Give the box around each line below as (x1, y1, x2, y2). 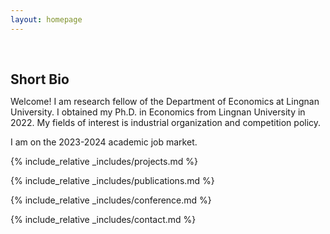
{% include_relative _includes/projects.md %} (10, 155, 198, 167)
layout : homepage (10, 14, 83, 25)
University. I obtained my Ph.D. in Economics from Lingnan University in (10, 106, 306, 118)
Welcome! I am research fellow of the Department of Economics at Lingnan (10, 95, 320, 107)
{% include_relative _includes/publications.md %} (10, 174, 215, 186)
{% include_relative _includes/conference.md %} (10, 194, 212, 206)
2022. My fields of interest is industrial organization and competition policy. (10, 116, 322, 128)
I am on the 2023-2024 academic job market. (10, 136, 198, 148)
